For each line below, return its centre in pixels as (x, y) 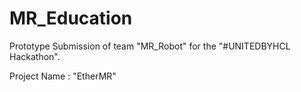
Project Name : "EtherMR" (63, 76)
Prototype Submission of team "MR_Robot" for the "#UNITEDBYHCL (150, 46)
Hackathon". (35, 56)
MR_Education (71, 18)
